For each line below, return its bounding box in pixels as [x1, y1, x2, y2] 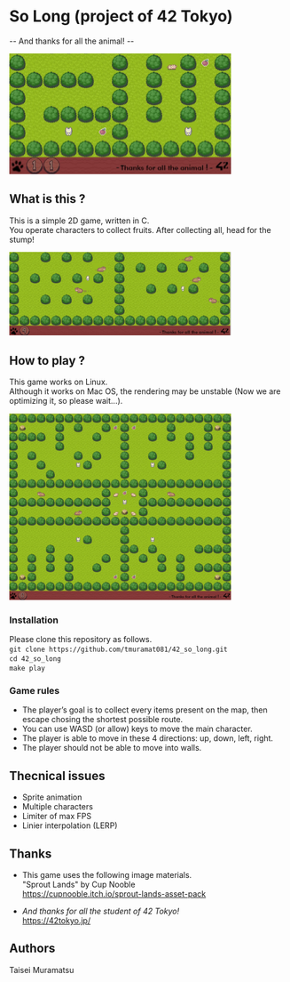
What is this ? [9, 191, 86, 206]
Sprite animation [21, 792, 82, 802]
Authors [9, 941, 56, 956]
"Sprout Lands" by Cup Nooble [21, 879, 136, 889]
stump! [9, 234, 35, 245]
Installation [9, 614, 59, 626]
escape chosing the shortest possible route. [21, 714, 184, 725]
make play [9, 664, 46, 673]
